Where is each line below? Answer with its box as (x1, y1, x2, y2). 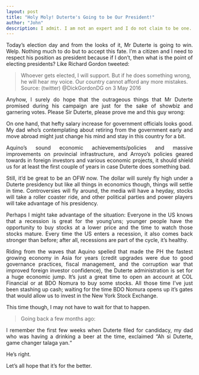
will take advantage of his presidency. (6, 200, 99, 207)
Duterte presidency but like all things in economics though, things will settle (6, 181, 193, 188)
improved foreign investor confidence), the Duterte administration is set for (6, 267, 193, 274)
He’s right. (6, 351, 31, 358)
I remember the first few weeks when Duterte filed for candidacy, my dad (6, 327, 193, 334)
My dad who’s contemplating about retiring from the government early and (6, 126, 193, 134)
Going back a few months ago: (20, 315, 96, 322)
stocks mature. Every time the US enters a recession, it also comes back (6, 230, 193, 237)
